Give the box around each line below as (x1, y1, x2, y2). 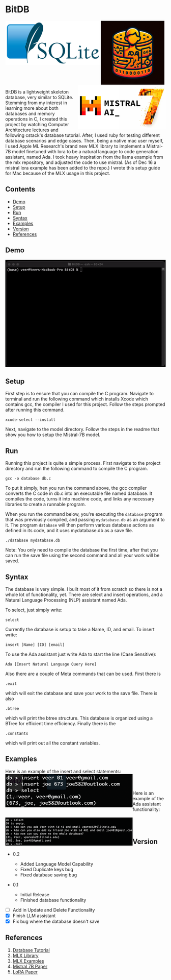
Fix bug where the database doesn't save (12, 918, 100, 924)
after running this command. (5, 407, 65, 413)
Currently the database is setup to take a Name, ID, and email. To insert (5, 627, 155, 632)
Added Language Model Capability (20, 861, 93, 867)
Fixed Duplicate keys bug (20, 866, 74, 872)
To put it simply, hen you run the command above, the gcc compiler (5, 485, 147, 491)
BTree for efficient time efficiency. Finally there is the (5, 721, 116, 726)
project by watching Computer (5, 121, 70, 127)
